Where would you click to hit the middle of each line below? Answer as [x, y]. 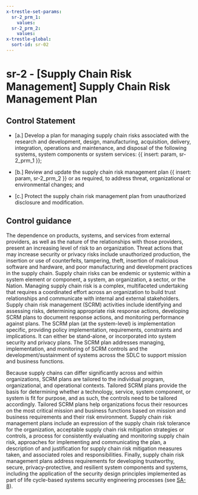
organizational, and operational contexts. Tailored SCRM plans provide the [97, 385]
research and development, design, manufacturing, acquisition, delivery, [103, 141]
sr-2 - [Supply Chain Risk [69, 74]
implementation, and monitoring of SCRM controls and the [77, 349]
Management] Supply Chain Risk [88, 87]
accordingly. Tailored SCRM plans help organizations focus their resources [97, 404]
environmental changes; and [49, 184]
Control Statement [41, 121]
